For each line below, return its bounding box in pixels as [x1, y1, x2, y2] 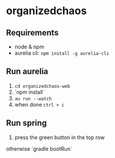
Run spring [6, 118, 47, 128]
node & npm [14, 43, 45, 50]
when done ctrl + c [14, 101, 65, 108]
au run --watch [14, 96, 52, 101]
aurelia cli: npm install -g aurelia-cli [14, 50, 110, 57]
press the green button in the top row [14, 134, 105, 141]
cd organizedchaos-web [14, 83, 70, 89]
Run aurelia [6, 67, 49, 77]
